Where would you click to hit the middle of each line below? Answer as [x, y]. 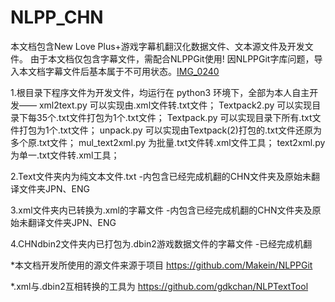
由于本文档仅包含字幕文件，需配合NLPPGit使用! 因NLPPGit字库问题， [172, 58]
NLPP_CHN [57, 17]
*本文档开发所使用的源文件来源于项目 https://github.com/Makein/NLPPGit [161, 265]
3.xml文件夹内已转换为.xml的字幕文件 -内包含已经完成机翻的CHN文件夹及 [161, 210]
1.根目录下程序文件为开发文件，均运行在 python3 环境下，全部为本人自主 [160, 92]
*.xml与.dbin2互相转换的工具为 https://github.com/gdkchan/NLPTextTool [159, 286]
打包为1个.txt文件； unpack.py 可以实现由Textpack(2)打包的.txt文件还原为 [170, 130]
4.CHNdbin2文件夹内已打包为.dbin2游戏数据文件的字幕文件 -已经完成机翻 [161, 243]
